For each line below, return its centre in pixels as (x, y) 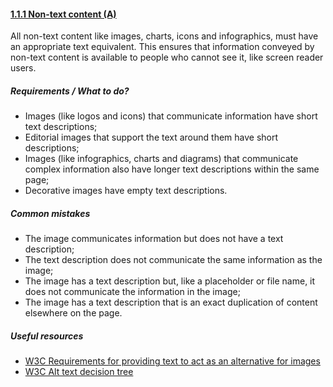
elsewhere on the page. (73, 313)
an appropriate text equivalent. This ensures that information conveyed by (162, 47)
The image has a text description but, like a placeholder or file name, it (170, 281)
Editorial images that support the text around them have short (151, 137)
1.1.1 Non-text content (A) (63, 14)
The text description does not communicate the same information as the (173, 260)
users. (23, 68)
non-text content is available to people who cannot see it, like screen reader (167, 57)
